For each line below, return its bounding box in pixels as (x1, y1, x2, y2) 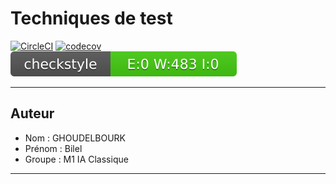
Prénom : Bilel (24, 142, 83, 154)
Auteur (10, 105, 55, 122)
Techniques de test (10, 7, 173, 30)
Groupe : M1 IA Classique (24, 153, 129, 165)
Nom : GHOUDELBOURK (24, 132, 127, 144)
